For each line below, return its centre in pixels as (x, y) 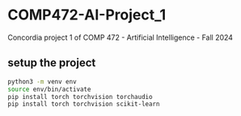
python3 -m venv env (42, 82)
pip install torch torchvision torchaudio (80, 97)
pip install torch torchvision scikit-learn (84, 104)
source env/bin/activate (49, 89)
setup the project (52, 63)
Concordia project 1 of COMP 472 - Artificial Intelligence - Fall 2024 (120, 37)
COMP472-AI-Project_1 (87, 15)
